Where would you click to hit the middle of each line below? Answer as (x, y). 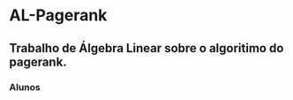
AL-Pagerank (58, 15)
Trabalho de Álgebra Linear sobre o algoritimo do (146, 48)
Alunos (25, 87)
